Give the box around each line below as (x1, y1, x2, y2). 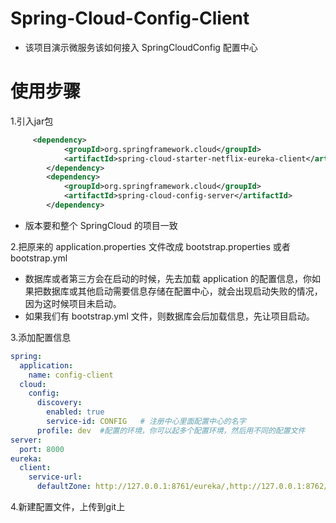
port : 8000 (19, 444, 65, 454)
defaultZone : (36, 482, 92, 492)
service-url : (28, 472, 83, 482)
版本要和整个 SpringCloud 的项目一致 (24, 219, 178, 231)
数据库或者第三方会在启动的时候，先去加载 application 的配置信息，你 (24, 272, 313, 284)
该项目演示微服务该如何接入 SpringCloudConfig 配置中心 (24, 41, 258, 53)
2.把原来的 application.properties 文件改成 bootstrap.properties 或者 (10, 240, 291, 252)
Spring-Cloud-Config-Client (10, 7, 250, 30)
